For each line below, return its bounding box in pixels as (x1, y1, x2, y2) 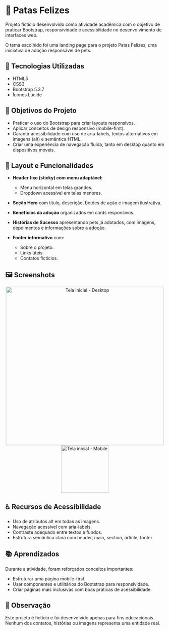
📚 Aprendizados (5, 550, 60, 559)
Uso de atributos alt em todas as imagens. (12, 518, 100, 524)
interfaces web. (5, 32, 38, 38)
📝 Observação (5, 601, 51, 610)
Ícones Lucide (12, 91, 42, 98)
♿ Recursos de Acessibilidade (5, 502, 101, 511)
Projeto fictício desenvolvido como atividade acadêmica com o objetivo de (5, 21, 160, 27)
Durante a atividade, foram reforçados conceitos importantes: (5, 566, 134, 572)
